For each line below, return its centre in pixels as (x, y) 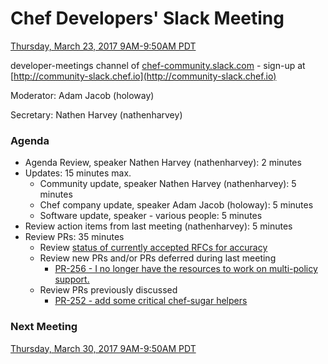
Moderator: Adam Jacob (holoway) (82, 95)
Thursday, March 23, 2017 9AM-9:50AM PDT (103, 46)
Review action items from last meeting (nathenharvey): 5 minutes (158, 226)
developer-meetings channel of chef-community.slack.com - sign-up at (158, 65)
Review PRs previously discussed (108, 290)
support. (72, 279)
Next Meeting (44, 327)
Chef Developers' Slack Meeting (147, 18)
